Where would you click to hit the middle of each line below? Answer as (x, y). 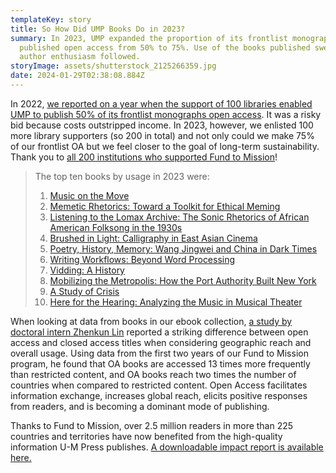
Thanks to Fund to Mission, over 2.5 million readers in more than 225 (152, 425)
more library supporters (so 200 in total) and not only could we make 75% (162, 135)
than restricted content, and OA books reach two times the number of (153, 374)
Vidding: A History (87, 270)
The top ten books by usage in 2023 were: (122, 176)
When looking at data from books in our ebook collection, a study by (151, 321)
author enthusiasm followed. (80, 57)
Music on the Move (89, 195)
